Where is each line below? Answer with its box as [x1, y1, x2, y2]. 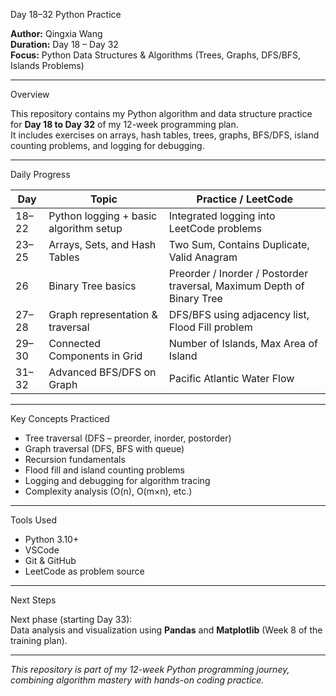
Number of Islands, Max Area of [168, 337, 318, 350]
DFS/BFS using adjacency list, [168, 308, 310, 321]
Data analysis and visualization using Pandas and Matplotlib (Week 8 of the [10, 624, 323, 636]
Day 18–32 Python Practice [10, 9, 122, 20]
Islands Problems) [10, 60, 85, 71]
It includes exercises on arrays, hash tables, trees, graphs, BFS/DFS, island [10, 129, 320, 141]
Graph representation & [48, 308, 158, 321]
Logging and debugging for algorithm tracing [24, 475, 211, 486]
